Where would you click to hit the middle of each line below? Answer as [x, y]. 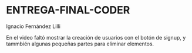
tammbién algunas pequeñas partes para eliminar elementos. [80, 44]
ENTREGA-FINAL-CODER [68, 10]
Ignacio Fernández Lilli [33, 26]
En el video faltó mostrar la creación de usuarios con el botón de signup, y [96, 37]
